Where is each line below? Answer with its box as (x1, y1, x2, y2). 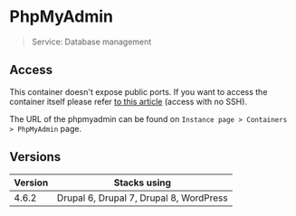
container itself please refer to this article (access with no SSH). (9, 96, 247, 107)
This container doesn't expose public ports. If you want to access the (9, 86, 268, 97)
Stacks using (113, 176, 172, 189)
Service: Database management (31, 36, 152, 47)
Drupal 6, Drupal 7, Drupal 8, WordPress (57, 192, 228, 204)
